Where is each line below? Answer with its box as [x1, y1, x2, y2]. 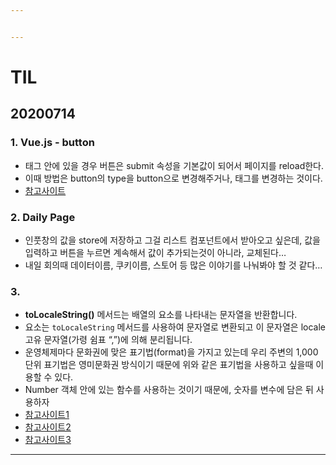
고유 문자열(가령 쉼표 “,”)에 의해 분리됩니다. [24, 334, 193, 346]
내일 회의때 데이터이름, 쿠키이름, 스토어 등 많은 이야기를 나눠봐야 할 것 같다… [24, 259, 323, 271]
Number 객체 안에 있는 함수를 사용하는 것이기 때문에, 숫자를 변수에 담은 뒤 [24, 384, 314, 396]
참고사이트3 [24, 434, 72, 446]
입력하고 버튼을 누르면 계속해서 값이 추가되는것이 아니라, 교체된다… [24, 246, 287, 258]
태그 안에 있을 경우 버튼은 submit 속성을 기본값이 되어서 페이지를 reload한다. [24, 159, 324, 171]
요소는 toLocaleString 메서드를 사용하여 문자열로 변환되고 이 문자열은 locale [24, 321, 326, 333]
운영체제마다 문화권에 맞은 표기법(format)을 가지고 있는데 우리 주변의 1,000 [24, 346, 319, 358]
